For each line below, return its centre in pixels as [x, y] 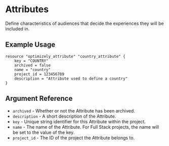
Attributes [27, 9]
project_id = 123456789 [39, 74]
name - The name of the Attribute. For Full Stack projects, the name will [86, 127]
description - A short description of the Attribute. [64, 116]
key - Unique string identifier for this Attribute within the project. [79, 121]
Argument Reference [39, 99]
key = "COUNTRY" [32, 61]
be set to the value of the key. [44, 132]
